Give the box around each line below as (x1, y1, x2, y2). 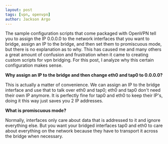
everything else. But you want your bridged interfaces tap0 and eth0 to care (5, 122, 163, 128)
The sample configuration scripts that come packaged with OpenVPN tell (5, 31, 156, 37)
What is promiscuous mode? (5, 107, 66, 113)
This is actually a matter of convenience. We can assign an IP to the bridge (5, 82, 160, 88)
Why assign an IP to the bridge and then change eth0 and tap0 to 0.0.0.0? (5, 72, 163, 78)
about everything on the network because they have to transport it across (5, 128, 158, 134)
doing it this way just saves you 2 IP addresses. (5, 98, 104, 104)
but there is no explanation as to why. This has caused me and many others (5, 46, 162, 53)
